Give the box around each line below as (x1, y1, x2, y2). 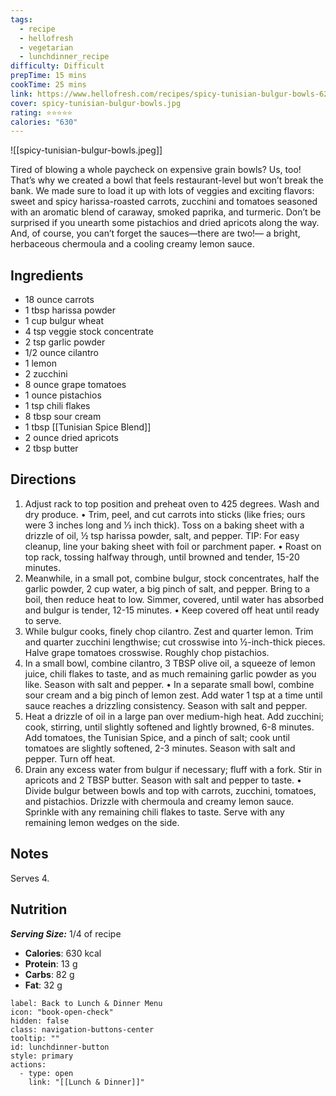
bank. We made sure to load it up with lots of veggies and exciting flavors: (10, 185, 315, 197)
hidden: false (10, 1016, 70, 1026)
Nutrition (10, 901, 68, 918)
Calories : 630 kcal (24, 947, 102, 959)
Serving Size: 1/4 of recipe (10, 927, 122, 940)
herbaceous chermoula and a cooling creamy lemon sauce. (10, 238, 255, 250)
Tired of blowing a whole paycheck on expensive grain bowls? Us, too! (10, 164, 302, 176)
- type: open (19, 1068, 74, 1078)
